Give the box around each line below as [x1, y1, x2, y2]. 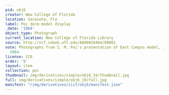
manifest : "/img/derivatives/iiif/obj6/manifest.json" [5, 82, 123, 87]
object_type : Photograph [5, 31, 57, 36]
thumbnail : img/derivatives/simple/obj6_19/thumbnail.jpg [5, 73, 129, 78]
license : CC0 [5, 54, 33, 59]
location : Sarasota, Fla [5, 17, 57, 22]
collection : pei [5, 68, 39, 73]
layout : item [5, 63, 33, 68]
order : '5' [5, 59, 28, 64]
